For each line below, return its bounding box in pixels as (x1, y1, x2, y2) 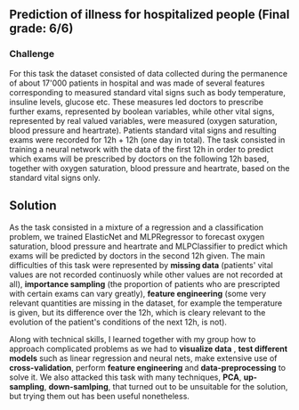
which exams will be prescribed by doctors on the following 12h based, (9, 153, 270, 164)
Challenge (9, 48, 55, 61)
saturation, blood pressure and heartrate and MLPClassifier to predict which (9, 241, 288, 251)
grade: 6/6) (9, 21, 74, 37)
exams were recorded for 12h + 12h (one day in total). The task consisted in (9, 134, 286, 145)
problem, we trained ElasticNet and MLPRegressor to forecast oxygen (9, 231, 265, 242)
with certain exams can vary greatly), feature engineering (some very (9, 288, 267, 299)
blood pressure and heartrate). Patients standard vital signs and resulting (9, 125, 278, 135)
